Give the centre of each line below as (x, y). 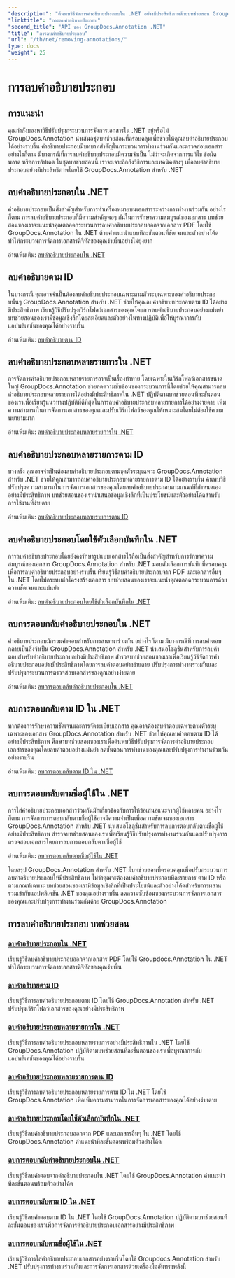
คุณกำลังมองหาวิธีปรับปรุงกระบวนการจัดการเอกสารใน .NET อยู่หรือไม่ (88, 130)
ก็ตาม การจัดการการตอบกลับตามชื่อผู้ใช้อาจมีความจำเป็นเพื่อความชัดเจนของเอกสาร (101, 818)
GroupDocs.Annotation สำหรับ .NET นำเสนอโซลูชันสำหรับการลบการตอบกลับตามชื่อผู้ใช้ (116, 826)
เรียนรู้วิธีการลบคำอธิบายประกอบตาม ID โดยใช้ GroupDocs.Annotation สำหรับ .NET (111, 1001)
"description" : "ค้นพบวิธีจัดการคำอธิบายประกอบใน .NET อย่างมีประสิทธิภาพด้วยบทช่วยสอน (109, 14)
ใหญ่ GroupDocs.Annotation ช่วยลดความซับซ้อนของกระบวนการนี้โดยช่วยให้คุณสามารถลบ (117, 386)
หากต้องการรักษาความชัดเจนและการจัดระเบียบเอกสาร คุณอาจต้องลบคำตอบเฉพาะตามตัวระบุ (112, 726)
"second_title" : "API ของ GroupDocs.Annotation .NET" (87, 27)
